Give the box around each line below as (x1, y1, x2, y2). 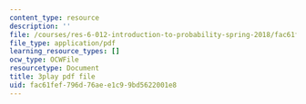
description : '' (9, 22, 71, 31)
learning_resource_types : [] (9, 47, 120, 56)
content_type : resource (9, 13, 100, 23)
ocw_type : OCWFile (9, 55, 79, 64)
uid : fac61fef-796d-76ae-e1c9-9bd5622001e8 (9, 80, 178, 90)
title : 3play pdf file (9, 72, 96, 81)
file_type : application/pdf (9, 38, 117, 48)
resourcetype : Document (9, 64, 100, 73)
